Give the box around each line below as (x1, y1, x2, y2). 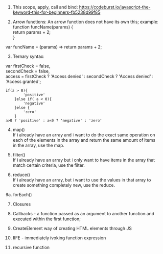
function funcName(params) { (12, 24, 73, 30)
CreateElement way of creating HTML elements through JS (12, 226, 132, 231)
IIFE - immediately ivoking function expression (12, 235, 106, 241)
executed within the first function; (12, 216, 81, 222)
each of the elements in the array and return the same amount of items (12, 137, 156, 143)
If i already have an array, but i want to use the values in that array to (12, 177, 151, 183)
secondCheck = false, (5, 68, 50, 74)
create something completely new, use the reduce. (12, 182, 115, 188)
